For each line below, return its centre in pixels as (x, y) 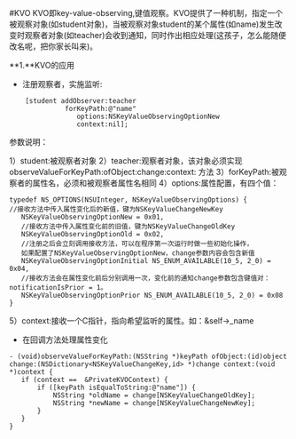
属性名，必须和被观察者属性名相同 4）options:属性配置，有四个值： (156, 183)
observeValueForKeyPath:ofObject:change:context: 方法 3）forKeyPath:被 (144, 172)
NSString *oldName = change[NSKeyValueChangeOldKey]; (154, 395)
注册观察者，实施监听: (62, 84)
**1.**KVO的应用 (42, 65)
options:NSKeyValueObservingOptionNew (148, 116)
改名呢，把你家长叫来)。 (54, 46)
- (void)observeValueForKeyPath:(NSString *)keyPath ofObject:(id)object (148, 356)
